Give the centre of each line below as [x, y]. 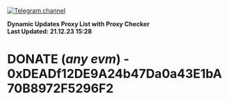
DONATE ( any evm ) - [68, 59]
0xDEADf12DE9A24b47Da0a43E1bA [114, 74]
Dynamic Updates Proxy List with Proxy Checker [78, 24]
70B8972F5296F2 [60, 89]
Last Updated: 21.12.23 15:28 [50, 31]
